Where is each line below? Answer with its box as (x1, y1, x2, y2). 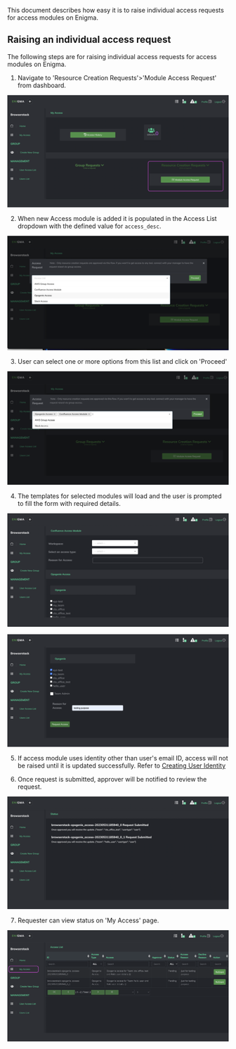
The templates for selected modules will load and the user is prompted (17, 492, 223, 500)
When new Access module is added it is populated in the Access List (17, 214, 217, 222)
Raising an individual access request (7, 34, 171, 46)
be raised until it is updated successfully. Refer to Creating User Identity (17, 761, 226, 770)
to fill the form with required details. (17, 500, 121, 508)
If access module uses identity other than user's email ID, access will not (17, 754, 228, 762)
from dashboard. (17, 81, 67, 89)
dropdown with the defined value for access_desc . (17, 222, 162, 230)
